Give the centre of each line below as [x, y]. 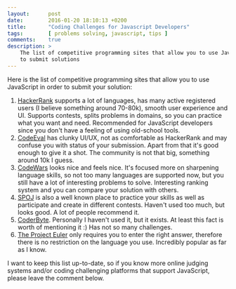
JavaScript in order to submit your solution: [70, 87]
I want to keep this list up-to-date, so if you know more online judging [108, 263]
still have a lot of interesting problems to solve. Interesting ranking [113, 182]
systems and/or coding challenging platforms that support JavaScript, [109, 270]
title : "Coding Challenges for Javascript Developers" [99, 27]
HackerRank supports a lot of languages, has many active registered [117, 100]
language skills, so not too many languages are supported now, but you [120, 175]
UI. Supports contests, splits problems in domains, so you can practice [120, 115]
